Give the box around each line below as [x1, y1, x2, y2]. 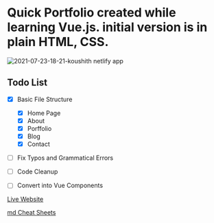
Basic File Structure [16, 95, 73, 103]
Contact [27, 140, 50, 149]
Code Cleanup [16, 167, 58, 176]
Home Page [27, 109, 61, 117]
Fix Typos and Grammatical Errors [16, 153, 114, 162]
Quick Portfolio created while [7, 5, 176, 21]
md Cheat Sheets [7, 209, 56, 217]
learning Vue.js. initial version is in [7, 19, 208, 35]
